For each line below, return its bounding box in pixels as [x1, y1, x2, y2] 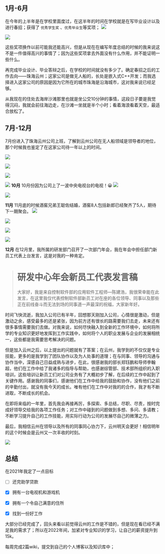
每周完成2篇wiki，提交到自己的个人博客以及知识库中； [5, 544, 115, 550]
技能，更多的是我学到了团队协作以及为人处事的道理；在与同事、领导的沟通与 [5, 353, 160, 359]
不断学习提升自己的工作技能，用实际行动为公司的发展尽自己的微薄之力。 [5, 413, 151, 418]
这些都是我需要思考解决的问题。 [13, 336, 79, 342]
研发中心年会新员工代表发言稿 [17, 272, 138, 283]
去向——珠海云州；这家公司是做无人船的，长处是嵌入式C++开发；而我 [9, 73, 152, 79]
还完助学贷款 [12, 479, 38, 485]
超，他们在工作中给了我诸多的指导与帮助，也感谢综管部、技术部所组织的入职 [5, 365, 160, 371]
